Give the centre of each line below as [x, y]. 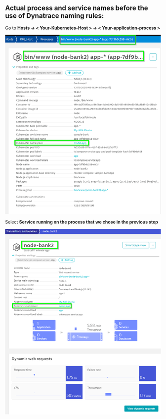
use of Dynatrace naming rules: [55, 16]
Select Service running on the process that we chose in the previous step [82, 222]
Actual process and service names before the [77, 8]
